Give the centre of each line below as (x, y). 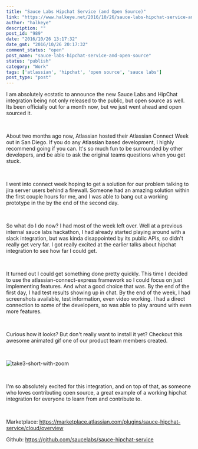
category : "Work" (27, 66)
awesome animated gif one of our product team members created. (87, 341)
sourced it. (19, 113)
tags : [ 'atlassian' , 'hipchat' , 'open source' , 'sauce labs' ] (84, 72)
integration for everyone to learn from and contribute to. (74, 399)
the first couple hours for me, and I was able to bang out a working (87, 197)
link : (13, 17)
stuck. (14, 161)
